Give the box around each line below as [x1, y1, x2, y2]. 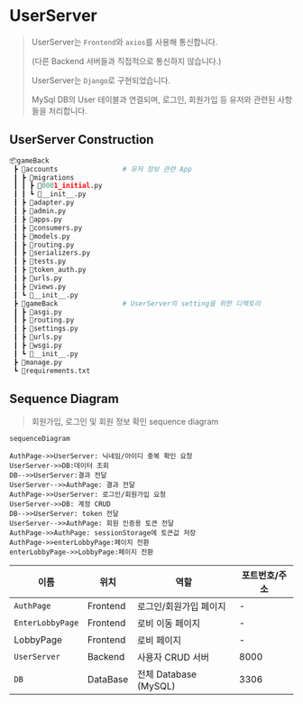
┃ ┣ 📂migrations [13, 173, 75, 182]
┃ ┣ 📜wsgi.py [13, 341, 63, 350]
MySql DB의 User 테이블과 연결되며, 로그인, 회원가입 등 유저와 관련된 [31, 94, 276, 105]
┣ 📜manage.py [13, 358, 63, 367]
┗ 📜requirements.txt [13, 366, 91, 375]
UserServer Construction [9, 132, 154, 147]
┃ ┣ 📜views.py [13, 282, 67, 291]
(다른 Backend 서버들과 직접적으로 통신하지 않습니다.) [31, 55, 222, 66]
